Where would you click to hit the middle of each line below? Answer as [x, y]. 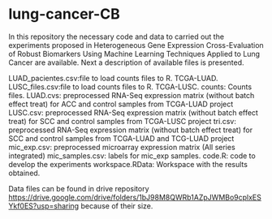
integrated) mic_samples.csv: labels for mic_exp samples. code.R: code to [132, 156]
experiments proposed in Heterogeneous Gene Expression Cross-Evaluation [136, 45]
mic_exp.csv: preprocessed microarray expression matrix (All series [122, 147]
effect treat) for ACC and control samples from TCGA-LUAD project [121, 104]
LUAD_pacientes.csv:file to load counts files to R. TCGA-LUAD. [113, 78]
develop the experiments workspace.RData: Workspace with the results [128, 164]
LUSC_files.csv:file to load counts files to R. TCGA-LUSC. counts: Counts [130, 87]
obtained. [24, 173]
